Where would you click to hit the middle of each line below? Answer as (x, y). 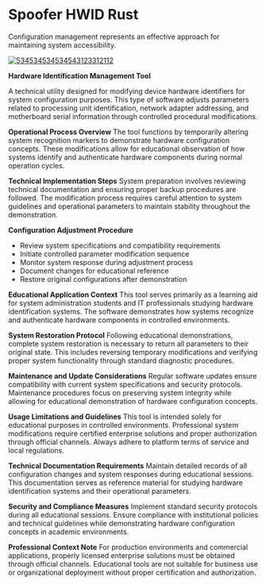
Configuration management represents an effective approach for (114, 37)
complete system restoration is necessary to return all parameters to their (129, 344)
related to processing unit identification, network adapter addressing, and (128, 108)
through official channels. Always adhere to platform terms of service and (129, 441)
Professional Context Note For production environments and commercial (128, 547)
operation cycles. (37, 165)
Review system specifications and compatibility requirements (120, 245)
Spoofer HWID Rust (73, 15)
